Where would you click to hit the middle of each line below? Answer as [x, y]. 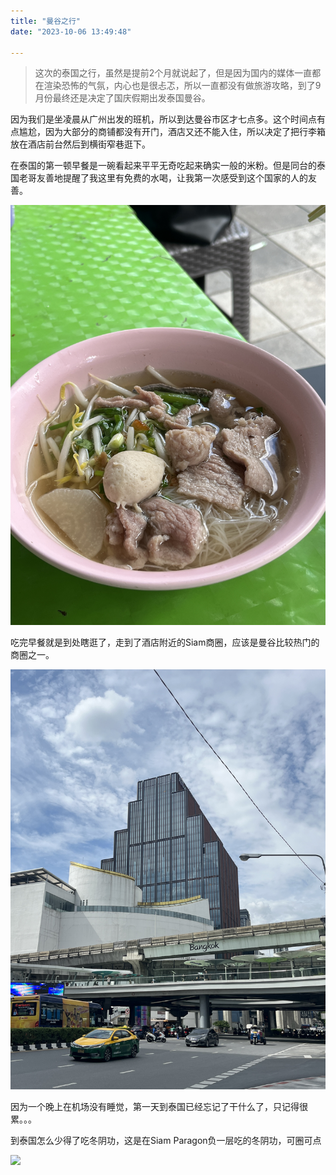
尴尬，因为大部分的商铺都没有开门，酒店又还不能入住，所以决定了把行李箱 [172, 132]
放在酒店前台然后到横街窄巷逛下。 [80, 144]
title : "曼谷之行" [46, 21]
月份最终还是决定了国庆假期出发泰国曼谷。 [122, 98]
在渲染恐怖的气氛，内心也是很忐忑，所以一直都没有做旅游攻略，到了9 [178, 86]
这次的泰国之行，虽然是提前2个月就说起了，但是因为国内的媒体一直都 [178, 73]
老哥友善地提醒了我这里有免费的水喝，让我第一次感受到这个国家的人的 [163, 178]
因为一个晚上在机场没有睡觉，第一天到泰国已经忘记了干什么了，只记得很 [159, 1106]
